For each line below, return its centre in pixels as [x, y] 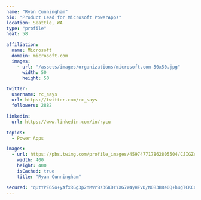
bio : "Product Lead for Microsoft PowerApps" [64, 17]
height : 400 [32, 165]
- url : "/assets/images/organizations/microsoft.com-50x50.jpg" [99, 67]
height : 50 [36, 78]
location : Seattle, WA [34, 23]
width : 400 [31, 160]
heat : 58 [17, 34]
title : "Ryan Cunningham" [49, 177]
